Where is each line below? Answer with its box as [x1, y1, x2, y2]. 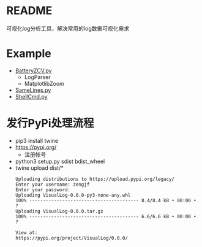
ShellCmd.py [15, 93, 48, 100]
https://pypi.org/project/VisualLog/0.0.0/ [15, 235, 129, 241]
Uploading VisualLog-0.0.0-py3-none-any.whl [15, 192, 131, 198]
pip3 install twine [15, 137, 59, 144]
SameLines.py [15, 86, 51, 94]
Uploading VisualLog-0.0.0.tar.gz [15, 208, 103, 215]
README [6, 4, 53, 18]
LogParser [24, 73, 51, 80]
